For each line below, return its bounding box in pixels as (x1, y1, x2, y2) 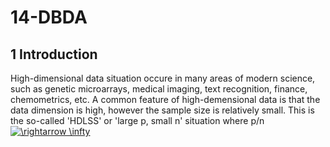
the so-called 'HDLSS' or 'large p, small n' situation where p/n (10, 115, 265, 126)
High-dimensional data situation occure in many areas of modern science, (10, 72, 316, 84)
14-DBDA (10, 6, 88, 29)
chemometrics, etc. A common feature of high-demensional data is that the (10, 94, 321, 105)
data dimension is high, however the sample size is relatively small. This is (10, 104, 315, 116)
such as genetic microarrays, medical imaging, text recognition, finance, (10, 83, 308, 95)
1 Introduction (10, 46, 98, 63)
